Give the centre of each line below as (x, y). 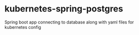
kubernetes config (23, 27)
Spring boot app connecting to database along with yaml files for (69, 22)
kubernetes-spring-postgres (64, 9)
